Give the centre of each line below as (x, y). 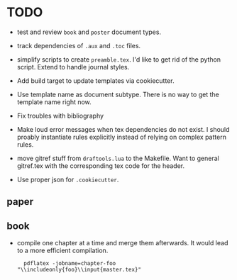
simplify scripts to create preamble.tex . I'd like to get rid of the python (119, 59)
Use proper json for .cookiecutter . (68, 179)
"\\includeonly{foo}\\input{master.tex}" (79, 270)
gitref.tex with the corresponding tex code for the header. (101, 166)
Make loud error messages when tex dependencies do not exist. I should (123, 129)
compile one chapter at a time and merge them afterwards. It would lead (122, 243)
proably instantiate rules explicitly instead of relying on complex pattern (121, 137)
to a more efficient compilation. (62, 251)
